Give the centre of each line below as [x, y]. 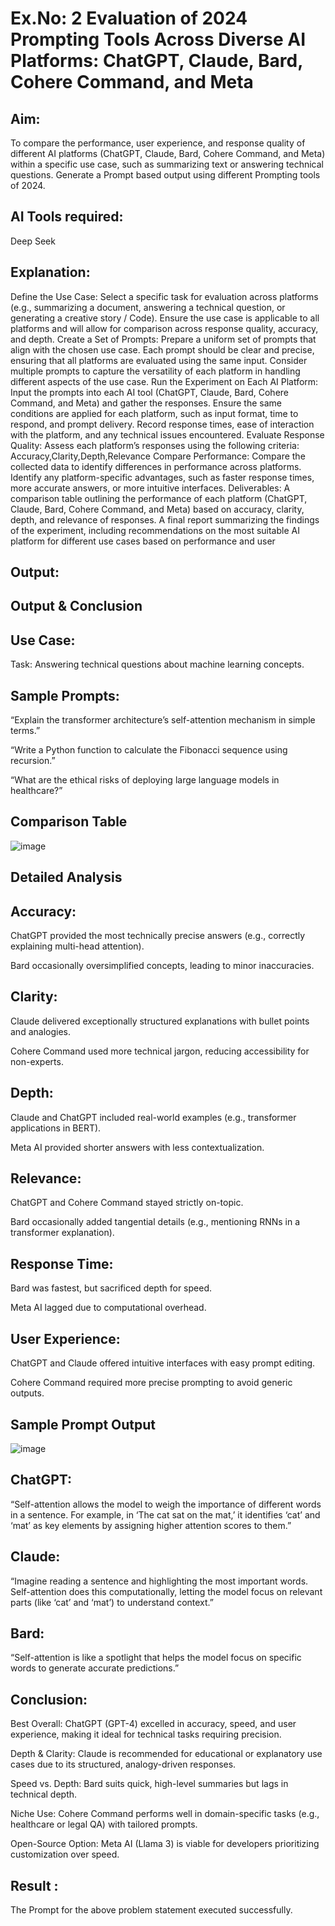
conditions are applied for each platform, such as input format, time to [154, 413]
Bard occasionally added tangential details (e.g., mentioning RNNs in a [155, 1222]
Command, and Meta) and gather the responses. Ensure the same [146, 403]
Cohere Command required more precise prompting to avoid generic [151, 1383]
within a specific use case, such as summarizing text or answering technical [167, 164]
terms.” [25, 731]
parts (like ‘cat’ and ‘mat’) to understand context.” [112, 1602]
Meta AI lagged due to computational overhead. [108, 1308]
